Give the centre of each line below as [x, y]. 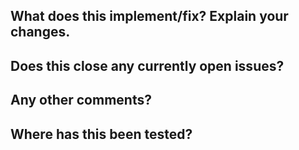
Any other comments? [81, 100]
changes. [40, 32]
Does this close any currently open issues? [147, 65]
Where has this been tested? [101, 134]
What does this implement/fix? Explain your [149, 16]
